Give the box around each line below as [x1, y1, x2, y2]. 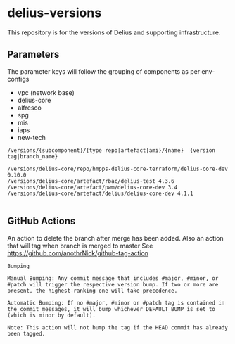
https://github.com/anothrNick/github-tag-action [7, 248, 149, 257]
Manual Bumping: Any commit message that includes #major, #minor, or [7, 274, 219, 282]
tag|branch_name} [7, 153, 58, 160]
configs [7, 75, 30, 83]
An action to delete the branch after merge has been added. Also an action [7, 234, 224, 242]
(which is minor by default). [7, 312, 96, 319]
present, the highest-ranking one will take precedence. [7, 287, 178, 294]
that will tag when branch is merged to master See [7, 241, 153, 250]
